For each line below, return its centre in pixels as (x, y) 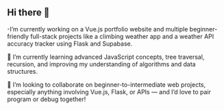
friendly (18, 36)
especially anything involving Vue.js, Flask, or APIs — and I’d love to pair (109, 92)
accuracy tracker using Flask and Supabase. (70, 43)
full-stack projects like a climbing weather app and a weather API (122, 36)
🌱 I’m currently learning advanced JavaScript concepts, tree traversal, (106, 57)
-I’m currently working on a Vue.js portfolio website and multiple (98, 29)
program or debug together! (47, 99)
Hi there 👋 (28, 13)
